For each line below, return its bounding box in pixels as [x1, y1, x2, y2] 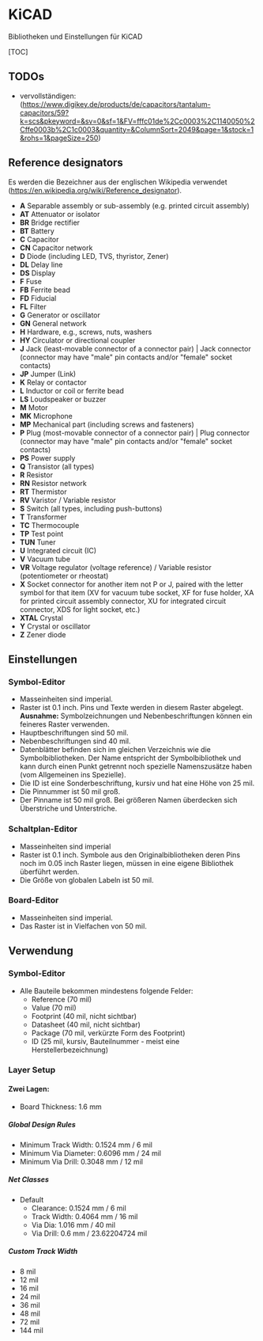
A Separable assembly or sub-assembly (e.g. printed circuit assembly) [19, 200, 250, 211]
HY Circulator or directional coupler [19, 335, 136, 345]
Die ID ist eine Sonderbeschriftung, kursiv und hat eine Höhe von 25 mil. [19, 778, 255, 788]
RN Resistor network [19, 478, 87, 488]
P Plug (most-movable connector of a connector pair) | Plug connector [19, 427, 250, 437]
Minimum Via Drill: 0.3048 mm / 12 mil [19, 1157, 144, 1166]
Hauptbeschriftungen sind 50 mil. [19, 728, 129, 738]
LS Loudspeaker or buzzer [19, 394, 107, 404]
